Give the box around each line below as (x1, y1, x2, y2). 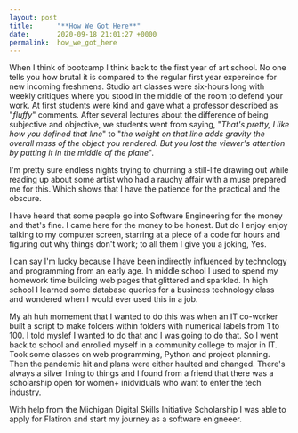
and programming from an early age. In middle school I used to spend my (9, 266, 278, 276)
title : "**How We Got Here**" (9, 21, 141, 30)
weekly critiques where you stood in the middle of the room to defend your (9, 91, 284, 102)
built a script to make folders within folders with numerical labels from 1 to (9, 321, 280, 331)
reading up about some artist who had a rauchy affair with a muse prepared (9, 175, 286, 185)
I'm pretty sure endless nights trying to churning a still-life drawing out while (9, 165, 289, 176)
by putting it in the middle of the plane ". (9, 148, 154, 159)
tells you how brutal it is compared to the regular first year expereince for (9, 72, 278, 83)
